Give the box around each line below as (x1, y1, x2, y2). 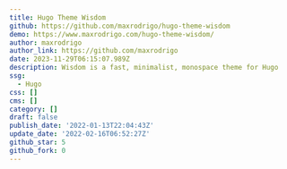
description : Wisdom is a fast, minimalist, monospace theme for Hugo (9, 63, 279, 72)
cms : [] (9, 96, 39, 106)
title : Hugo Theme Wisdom (9, 13, 106, 22)
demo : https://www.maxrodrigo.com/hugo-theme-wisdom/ (9, 30, 215, 38)
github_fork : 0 (9, 146, 66, 155)
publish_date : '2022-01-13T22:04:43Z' (9, 122, 154, 131)
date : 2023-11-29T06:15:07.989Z (9, 55, 130, 63)
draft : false (9, 113, 58, 122)
